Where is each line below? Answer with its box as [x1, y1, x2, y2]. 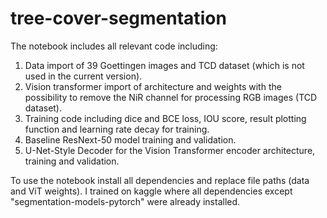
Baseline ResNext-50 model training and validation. [24, 133, 237, 146]
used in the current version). [24, 70, 143, 82]
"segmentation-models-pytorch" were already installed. [10, 195, 241, 207]
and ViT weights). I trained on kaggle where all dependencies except [10, 185, 293, 197]
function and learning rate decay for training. [24, 123, 210, 135]
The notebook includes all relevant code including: [10, 40, 218, 52]
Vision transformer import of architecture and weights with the [24, 80, 282, 92]
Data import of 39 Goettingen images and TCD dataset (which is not [24, 59, 305, 71]
